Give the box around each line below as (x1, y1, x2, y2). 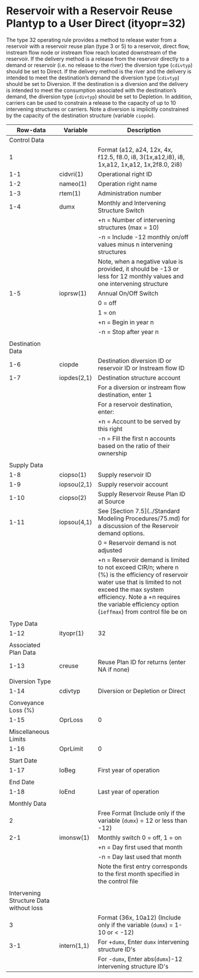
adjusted (97, 546, 123, 554)
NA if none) (97, 665, 130, 674)
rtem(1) (59, 189, 81, 197)
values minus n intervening (97, 240, 173, 248)
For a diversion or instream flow (97, 383, 186, 392)
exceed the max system (97, 585, 164, 594)
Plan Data (9, 648, 36, 656)
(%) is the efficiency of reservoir (97, 570, 188, 579)
